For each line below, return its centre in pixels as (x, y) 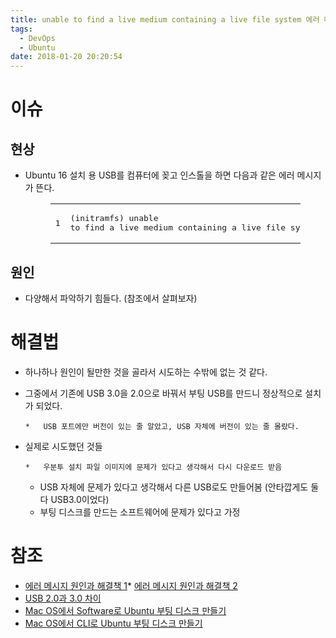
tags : (21, 29)
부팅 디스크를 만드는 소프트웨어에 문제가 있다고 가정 (140, 512)
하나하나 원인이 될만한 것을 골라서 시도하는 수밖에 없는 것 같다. (146, 372)
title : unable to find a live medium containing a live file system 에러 (165, 19)
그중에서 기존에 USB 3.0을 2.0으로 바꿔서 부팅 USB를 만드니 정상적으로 (163, 393)
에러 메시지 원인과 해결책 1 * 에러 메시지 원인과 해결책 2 (131, 585)
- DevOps (37, 38)
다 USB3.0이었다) (74, 499)
